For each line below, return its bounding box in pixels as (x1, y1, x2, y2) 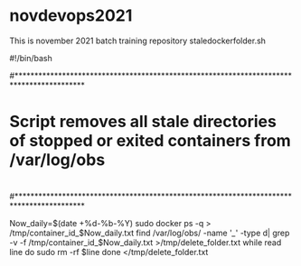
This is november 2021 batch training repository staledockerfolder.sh (9, 35, 267, 46)
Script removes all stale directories (9, 112, 277, 132)
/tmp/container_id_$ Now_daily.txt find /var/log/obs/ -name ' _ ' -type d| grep (9, 227, 290, 239)
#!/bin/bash (9, 52, 52, 63)
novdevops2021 (9, 5, 133, 26)
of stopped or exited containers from (9, 131, 291, 151)
